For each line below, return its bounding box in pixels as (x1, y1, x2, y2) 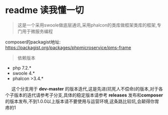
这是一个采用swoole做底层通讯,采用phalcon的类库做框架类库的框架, (17, 22, 157, 28)
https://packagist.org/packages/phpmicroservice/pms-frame (5, 44, 131, 50)
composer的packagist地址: (5, 38, 61, 45)
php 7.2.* (12, 64, 32, 70)
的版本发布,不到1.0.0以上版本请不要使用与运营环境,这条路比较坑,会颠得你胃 (5, 98, 159, 104)
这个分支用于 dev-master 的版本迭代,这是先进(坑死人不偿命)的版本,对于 (11, 85, 159, 91)
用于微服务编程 (22, 28, 53, 34)
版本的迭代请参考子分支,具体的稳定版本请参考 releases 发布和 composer (14, 92, 163, 98)
